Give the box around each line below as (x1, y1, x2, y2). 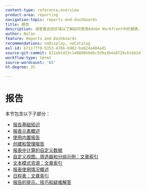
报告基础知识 (12, 121, 40, 128)
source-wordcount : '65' (5, 60, 56, 65)
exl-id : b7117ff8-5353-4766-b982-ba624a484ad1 (5, 46, 107, 51)
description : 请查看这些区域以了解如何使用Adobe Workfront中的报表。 (5, 27, 142, 32)
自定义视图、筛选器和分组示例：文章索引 (12, 154, 98, 160)
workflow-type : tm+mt (5, 55, 52, 60)
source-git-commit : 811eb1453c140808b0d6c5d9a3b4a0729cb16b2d (5, 50, 141, 55)
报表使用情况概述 (12, 166, 49, 173)
